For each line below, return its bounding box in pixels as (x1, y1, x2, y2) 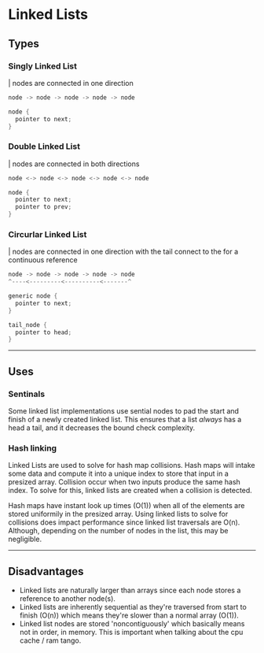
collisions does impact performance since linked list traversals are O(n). (8, 518, 240, 527)
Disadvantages (8, 565, 84, 578)
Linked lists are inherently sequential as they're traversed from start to (19, 603, 247, 612)
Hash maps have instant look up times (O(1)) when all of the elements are (8, 501, 245, 510)
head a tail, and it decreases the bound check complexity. (8, 423, 196, 432)
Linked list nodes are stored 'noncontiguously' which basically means (19, 619, 245, 629)
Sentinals (8, 388, 46, 399)
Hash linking (8, 443, 57, 454)
